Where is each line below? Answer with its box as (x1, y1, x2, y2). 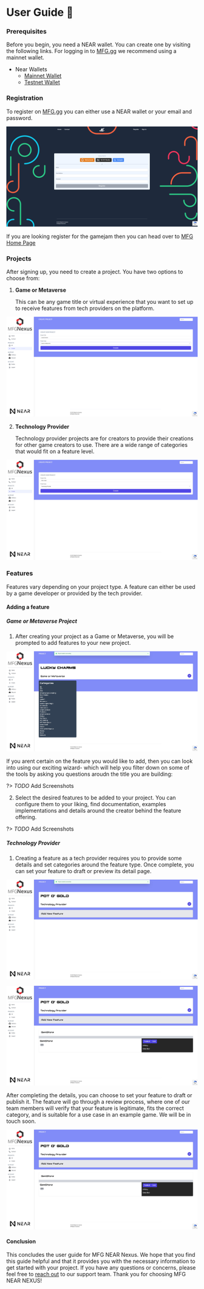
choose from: (6, 274, 40, 282)
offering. (15, 813, 37, 821)
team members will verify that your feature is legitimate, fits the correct (6, 1105, 184, 1112)
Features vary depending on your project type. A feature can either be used (6, 583, 195, 590)
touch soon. (6, 1117, 36, 1125)
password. (6, 114, 33, 121)
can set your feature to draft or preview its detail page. (15, 867, 152, 874)
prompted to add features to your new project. (15, 639, 131, 647)
